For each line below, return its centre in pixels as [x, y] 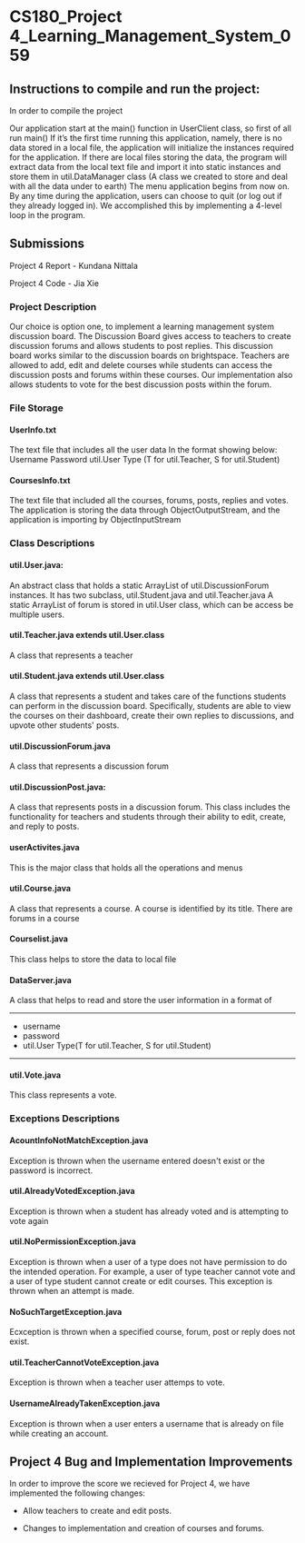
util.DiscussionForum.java [60, 746]
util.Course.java [40, 889]
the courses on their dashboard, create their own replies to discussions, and [152, 715]
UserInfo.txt [33, 430]
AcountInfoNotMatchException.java [79, 1140]
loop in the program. [48, 215]
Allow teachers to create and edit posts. [97, 1511]
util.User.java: [36, 564]
